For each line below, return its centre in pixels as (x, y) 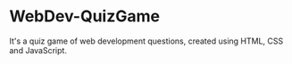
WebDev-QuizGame (85, 16)
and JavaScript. (38, 50)
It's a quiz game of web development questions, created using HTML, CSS (146, 41)
